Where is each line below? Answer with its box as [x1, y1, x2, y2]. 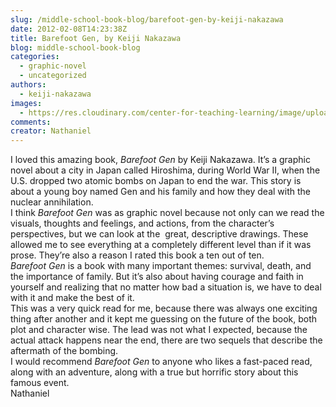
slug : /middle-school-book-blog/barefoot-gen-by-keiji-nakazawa [10, 14, 284, 25]
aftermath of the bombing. [10, 345, 119, 357]
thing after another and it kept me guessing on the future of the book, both [10, 313, 318, 325]
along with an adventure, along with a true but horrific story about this [10, 366, 299, 378]
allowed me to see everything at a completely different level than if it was [10, 239, 312, 251]
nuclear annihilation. [10, 196, 94, 208]
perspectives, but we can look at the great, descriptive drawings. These [10, 228, 309, 240]
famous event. [10, 377, 70, 389]
